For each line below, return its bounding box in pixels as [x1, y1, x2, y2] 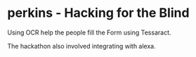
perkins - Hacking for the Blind [7, 5, 190, 21]
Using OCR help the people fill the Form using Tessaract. [7, 28, 171, 37]
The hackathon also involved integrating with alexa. [7, 42, 156, 50]
